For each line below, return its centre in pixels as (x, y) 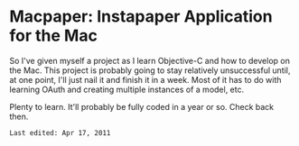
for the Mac (53, 36)
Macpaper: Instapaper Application (141, 17)
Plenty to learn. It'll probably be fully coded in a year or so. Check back (142, 106)
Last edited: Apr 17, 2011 (60, 132)
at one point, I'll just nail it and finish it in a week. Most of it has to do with (145, 79)
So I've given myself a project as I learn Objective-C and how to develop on (150, 60)
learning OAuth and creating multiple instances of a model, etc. (127, 89)
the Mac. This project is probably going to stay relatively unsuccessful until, (150, 70)
